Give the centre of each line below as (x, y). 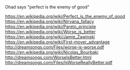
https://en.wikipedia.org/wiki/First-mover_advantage (57, 42)
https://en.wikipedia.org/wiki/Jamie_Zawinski (50, 37)
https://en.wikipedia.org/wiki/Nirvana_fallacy (50, 21)
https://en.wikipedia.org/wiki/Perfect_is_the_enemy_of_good (65, 16)
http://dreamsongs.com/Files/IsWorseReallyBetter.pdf (59, 63)
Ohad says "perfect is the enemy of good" (47, 7)
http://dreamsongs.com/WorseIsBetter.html (48, 57)
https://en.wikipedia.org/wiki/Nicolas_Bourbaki (52, 52)
